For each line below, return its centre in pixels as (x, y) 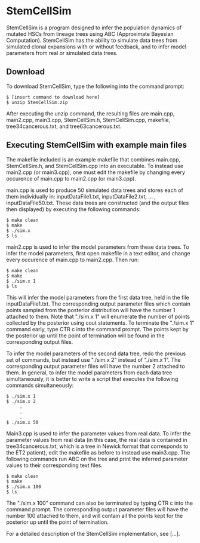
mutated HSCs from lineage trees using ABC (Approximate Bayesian (90, 33)
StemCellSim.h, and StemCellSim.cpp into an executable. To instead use (95, 166)
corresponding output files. (40, 341)
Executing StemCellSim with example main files (96, 145)
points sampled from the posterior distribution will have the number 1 (91, 310)
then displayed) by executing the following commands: (73, 209)
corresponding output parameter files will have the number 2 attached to (96, 366)
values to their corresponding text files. (54, 465)
